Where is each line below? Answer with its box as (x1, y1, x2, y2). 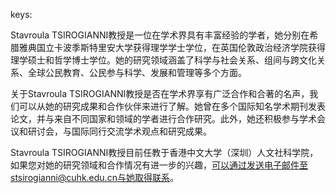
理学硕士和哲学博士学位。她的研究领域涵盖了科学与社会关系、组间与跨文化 (10, 54, 317, 66)
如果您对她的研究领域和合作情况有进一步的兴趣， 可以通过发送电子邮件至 (10, 159, 308, 171)
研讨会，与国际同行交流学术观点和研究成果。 (27, 125, 212, 137)
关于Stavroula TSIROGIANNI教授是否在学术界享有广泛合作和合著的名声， (10, 88, 310, 99)
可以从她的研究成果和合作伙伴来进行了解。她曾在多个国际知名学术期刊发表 (18, 100, 326, 112)
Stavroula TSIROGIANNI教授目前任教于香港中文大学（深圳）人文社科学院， (10, 147, 319, 158)
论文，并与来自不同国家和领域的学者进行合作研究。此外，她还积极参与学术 (10, 113, 317, 124)
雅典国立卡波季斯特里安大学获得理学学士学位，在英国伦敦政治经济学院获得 (18, 42, 326, 53)
